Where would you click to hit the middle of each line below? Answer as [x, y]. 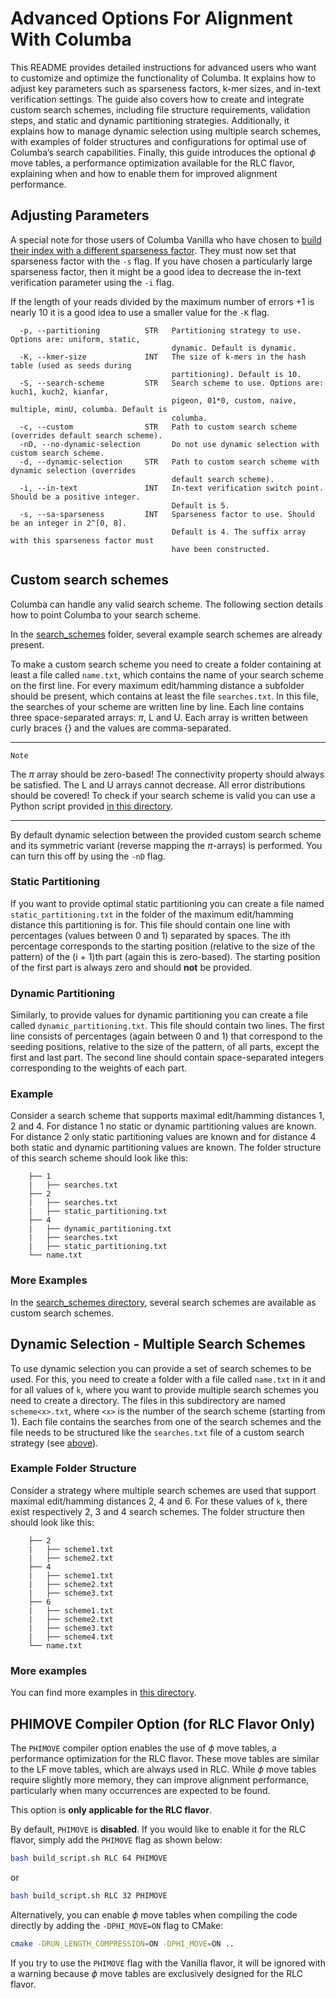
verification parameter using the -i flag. [92, 282]
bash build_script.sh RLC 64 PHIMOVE [89, 1858]
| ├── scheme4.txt [71, 1637]
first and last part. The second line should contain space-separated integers [167, 1058]
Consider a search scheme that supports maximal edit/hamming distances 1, [167, 1116]
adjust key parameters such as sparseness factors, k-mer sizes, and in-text [166, 88]
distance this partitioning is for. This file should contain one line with [150, 924]
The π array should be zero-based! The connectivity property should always [167, 774]
